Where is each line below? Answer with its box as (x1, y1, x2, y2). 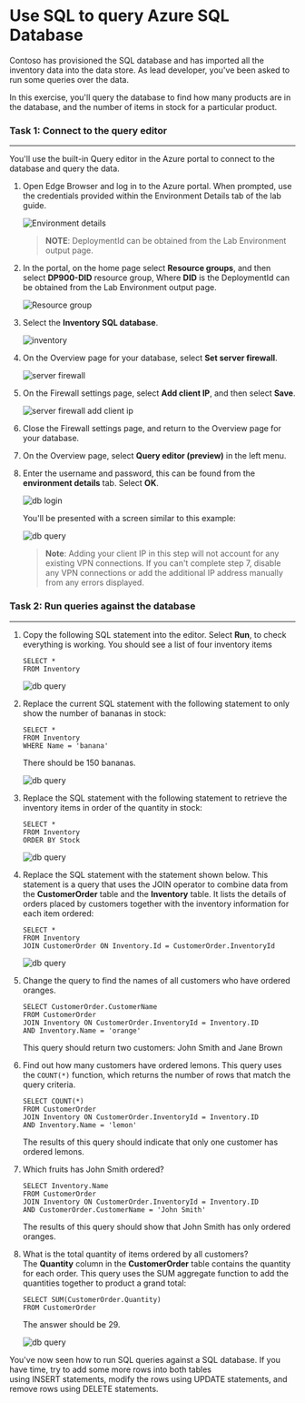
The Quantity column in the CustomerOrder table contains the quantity (22, 1257, 291, 1269)
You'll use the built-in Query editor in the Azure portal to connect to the (9, 154, 275, 165)
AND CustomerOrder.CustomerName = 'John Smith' (22, 1205, 206, 1215)
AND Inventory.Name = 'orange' (22, 1025, 142, 1035)
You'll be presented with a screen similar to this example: (22, 513, 236, 524)
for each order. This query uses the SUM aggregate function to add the (22, 1267, 289, 1278)
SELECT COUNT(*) (22, 1096, 84, 1105)
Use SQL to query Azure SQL (9, 5, 230, 26)
